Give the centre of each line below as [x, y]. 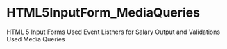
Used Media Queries [36, 39]
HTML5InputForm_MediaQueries [103, 13]
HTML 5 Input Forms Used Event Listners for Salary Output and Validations [113, 32]
